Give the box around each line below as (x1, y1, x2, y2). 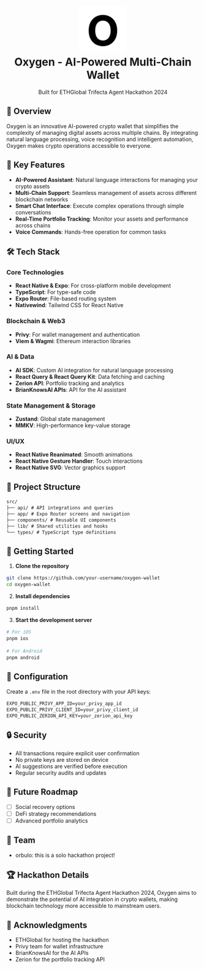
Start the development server (15, 616, 93, 623)
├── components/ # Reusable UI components (6, 517, 116, 523)
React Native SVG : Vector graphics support (15, 464, 126, 471)
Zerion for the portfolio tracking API (15, 956, 105, 963)
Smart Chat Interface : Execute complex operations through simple (15, 202, 184, 210)
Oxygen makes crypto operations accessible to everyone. (6, 142, 152, 149)
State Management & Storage (6, 401, 96, 409)
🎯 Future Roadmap (6, 787, 78, 797)
